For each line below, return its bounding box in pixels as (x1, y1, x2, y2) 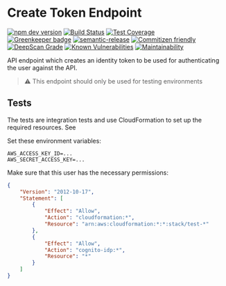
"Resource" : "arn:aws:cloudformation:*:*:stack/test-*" (44, 221, 209, 228)
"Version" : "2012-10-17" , (19, 188, 95, 196)
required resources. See (7, 123, 76, 132)
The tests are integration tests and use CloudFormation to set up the (7, 116, 202, 124)
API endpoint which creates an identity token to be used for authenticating (7, 56, 220, 64)
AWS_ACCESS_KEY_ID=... (7, 150, 73, 157)
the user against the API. (7, 63, 78, 72)
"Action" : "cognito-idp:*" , (44, 246, 126, 253)
